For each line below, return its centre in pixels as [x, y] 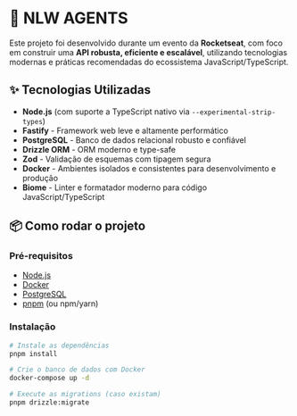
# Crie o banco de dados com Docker [77, 370]
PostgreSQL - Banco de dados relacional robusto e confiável [134, 140]
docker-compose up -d [49, 379]
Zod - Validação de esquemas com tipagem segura [116, 159]
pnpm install [33, 354]
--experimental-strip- [234, 112]
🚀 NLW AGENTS [69, 18]
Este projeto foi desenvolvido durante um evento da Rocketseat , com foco [146, 43]
